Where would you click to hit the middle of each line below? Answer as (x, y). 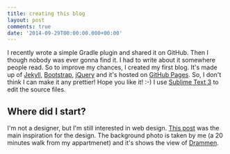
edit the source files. (36, 89)
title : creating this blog (46, 14)
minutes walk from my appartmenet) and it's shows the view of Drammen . (113, 143)
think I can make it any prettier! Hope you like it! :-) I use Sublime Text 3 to (113, 82)
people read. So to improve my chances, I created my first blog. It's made (112, 67)
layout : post (26, 20)
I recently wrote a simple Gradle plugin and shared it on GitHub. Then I (108, 53)
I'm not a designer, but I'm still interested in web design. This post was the (114, 128)
